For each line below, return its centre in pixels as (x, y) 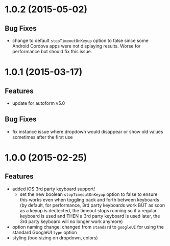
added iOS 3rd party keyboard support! (54, 189)
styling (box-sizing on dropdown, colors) (55, 238)
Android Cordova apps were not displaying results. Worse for (76, 46)
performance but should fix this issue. (52, 51)
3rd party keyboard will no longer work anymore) (71, 221)
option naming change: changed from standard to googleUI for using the (88, 227)
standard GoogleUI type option (44, 232)
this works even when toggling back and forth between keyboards (89, 199)
